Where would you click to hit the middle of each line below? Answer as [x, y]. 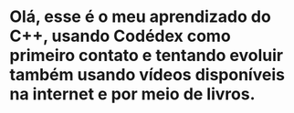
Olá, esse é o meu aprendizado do [140, 17]
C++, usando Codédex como [120, 36]
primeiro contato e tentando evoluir [147, 56]
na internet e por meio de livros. [132, 94]
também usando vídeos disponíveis [147, 75]
